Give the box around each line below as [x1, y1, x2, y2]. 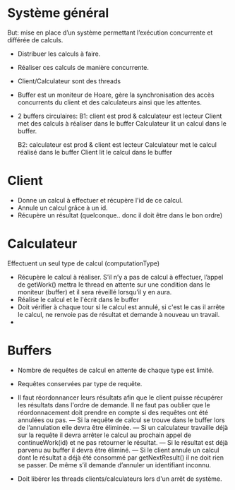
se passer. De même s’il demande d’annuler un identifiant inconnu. [17, 460, 212, 469]
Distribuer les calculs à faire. [17, 49, 101, 58]
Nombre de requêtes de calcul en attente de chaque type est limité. [17, 366, 214, 374]
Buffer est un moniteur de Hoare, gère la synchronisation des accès [17, 90, 215, 99]
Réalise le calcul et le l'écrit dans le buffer [17, 295, 139, 304]
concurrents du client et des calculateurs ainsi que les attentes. [17, 97, 203, 107]
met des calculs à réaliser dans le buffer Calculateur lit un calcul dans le [17, 119, 227, 128]
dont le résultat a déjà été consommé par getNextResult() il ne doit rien [17, 453, 224, 462]
